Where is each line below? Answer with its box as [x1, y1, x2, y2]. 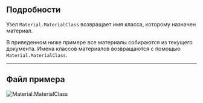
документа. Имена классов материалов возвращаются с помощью [6, 45, 181, 52]
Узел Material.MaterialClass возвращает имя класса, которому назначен [6, 20, 196, 28]
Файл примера [6, 74, 65, 84]
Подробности [6, 5, 61, 15]
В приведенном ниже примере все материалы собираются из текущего [6, 38, 193, 46]
